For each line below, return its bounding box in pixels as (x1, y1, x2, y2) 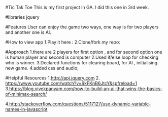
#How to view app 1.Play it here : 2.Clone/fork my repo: (5, 39, 120, 45)
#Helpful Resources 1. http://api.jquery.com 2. (5, 75, 100, 81)
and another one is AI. (5, 29, 52, 35)
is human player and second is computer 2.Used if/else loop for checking (5, 54, 159, 60)
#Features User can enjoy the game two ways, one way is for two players (5, 24, 159, 30)
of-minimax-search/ (5, 91, 47, 97)
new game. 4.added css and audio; (5, 65, 79, 71)
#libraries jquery (5, 14, 40, 20)
